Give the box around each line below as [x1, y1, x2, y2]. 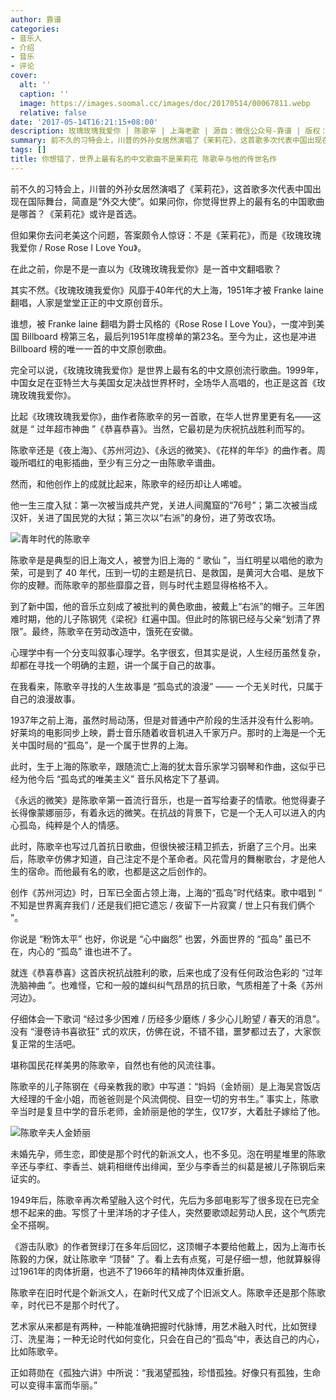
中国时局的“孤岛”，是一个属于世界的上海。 [18, 739, 194, 751]
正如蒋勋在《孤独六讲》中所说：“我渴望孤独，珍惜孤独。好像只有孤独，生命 [10, 1366, 322, 1378]
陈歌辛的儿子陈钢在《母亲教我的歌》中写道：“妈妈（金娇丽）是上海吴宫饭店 [10, 1080, 322, 1092]
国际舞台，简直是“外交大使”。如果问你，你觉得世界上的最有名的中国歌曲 [27, 195, 325, 207]
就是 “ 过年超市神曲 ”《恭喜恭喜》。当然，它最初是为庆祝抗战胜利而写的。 [10, 422, 311, 435]
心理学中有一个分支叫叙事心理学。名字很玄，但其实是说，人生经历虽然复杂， [10, 646, 326, 658]
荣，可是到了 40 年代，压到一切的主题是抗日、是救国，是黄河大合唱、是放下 [10, 566, 325, 578]
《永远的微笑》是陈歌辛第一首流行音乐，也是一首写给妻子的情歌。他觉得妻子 [10, 794, 326, 806]
